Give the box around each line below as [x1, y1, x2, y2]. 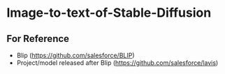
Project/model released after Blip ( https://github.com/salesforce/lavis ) [16, 59, 219, 67]
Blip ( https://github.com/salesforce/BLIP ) [16, 51, 135, 59]
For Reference [6, 33, 70, 45]
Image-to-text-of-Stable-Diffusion [6, 5, 212, 21]
